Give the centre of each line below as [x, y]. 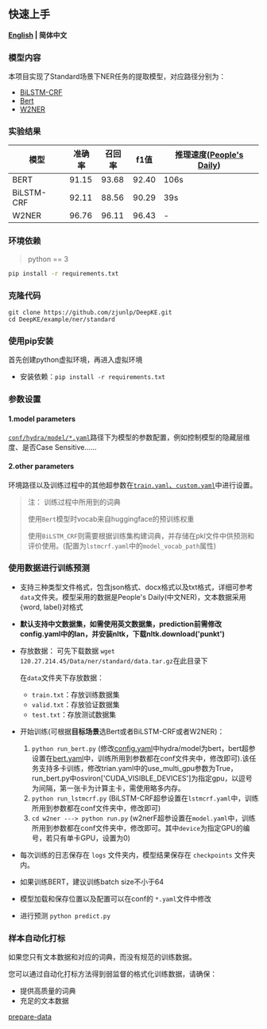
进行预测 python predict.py [65, 915]
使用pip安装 [31, 341]
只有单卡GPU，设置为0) [92, 838]
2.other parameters [41, 466]
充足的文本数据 [44, 1001]
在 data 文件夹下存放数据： [62, 677]
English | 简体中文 [38, 35]
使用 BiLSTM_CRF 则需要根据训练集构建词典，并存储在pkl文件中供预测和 [141, 535]
